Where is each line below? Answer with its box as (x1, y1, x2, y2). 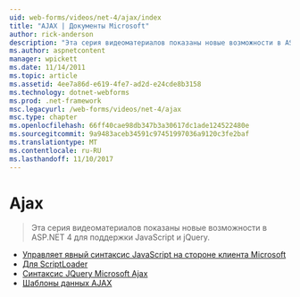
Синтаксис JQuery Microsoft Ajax (21, 268, 148, 279)
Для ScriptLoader (21, 259, 88, 269)
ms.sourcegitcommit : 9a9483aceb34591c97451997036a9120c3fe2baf (9, 130, 250, 139)
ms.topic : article (9, 72, 78, 81)
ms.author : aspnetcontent (9, 47, 105, 55)
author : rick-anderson (9, 30, 94, 38)
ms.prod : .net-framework (9, 96, 102, 106)
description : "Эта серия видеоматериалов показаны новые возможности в (9, 38, 281, 47)
